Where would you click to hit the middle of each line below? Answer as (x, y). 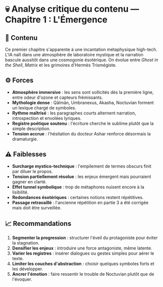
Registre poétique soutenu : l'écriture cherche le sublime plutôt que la (83, 123)
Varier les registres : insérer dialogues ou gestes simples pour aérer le (83, 253)
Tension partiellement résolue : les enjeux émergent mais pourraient (81, 177)
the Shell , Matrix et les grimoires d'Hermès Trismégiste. (61, 65)
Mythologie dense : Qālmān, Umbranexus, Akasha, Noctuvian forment (83, 102)
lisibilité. (20, 192)
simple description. (31, 129)
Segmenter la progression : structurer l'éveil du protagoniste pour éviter (85, 238)
